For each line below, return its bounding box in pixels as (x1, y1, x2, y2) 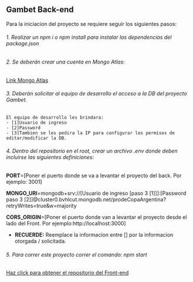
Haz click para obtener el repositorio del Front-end (6, 269, 129, 276)
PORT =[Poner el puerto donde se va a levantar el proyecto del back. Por (6, 172, 182, 179)
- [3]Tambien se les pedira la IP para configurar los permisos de (6, 130, 175, 136)
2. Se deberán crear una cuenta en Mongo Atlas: (6, 58, 125, 65)
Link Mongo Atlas (6, 77, 49, 84)
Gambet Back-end (6, 5, 74, 15)
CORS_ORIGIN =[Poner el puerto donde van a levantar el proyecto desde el (6, 214, 187, 221)
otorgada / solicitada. (14, 238, 66, 245)
